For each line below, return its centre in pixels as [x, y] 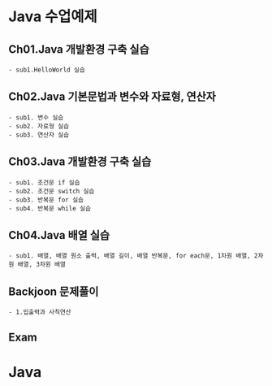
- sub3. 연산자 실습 [39, 135]
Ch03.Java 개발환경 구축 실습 [80, 162]
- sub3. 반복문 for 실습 [46, 200]
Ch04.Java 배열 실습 [59, 235]
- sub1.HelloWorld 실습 [47, 70]
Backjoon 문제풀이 [54, 291]
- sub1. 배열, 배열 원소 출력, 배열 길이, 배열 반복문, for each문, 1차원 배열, [130, 256]
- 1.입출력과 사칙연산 [40, 312]
